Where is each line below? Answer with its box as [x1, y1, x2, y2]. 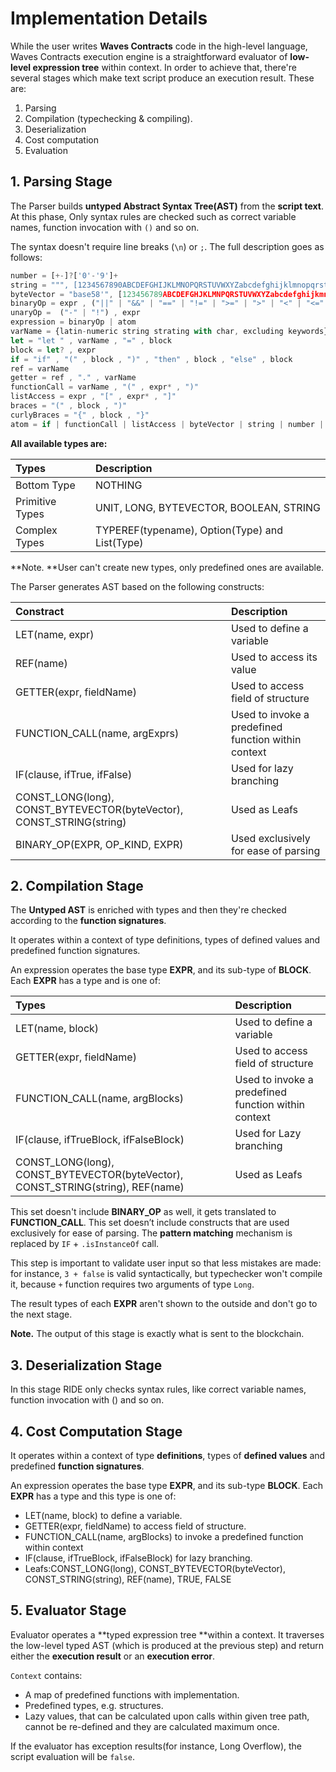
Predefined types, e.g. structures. [24, 1699, 164, 1711]
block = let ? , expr [10, 345, 97, 355]
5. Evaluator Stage [10, 1602, 127, 1619]
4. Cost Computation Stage [10, 1423, 183, 1440]
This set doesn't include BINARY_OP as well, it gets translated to [10, 1206, 277, 1218]
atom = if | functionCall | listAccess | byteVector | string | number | [10, 419, 325, 429]
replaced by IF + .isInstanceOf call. [10, 1238, 160, 1250]
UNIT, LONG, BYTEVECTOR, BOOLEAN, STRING [95, 500, 321, 514]
